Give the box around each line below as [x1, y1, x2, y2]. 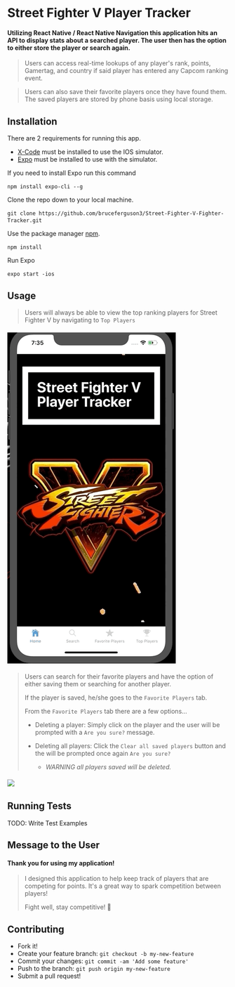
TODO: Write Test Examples [7, 818, 88, 827]
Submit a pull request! [17, 972, 81, 981]
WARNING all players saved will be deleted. [45, 763, 172, 771]
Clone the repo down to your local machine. [7, 195, 134, 204]
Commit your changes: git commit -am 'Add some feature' [17, 957, 189, 965]
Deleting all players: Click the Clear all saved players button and [34, 742, 227, 750]
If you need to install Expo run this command [7, 169, 137, 177]
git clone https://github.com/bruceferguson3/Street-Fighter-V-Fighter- [7, 210, 224, 217]
